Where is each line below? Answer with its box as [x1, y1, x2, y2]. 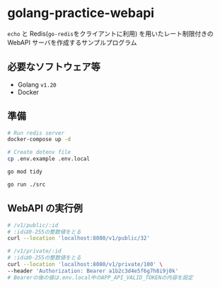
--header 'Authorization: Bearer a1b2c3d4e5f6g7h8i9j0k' [7, 267, 179, 275]
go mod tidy [7, 168, 42, 175]
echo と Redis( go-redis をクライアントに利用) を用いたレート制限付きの [7, 29, 214, 38]
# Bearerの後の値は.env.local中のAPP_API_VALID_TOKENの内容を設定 [7, 274, 193, 281]
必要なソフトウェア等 [7, 61, 100, 73]
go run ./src [7, 181, 46, 188]
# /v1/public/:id [7, 221, 59, 228]
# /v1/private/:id [7, 248, 62, 255]
